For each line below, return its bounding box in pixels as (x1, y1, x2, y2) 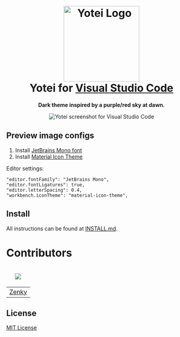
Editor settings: (6, 165, 44, 172)
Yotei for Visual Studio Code (29, 81, 174, 95)
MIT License (6, 324, 37, 332)
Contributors (6, 246, 72, 260)
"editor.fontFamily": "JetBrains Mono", (6, 176, 110, 183)
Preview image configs (6, 131, 95, 141)
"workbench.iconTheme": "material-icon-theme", (6, 192, 129, 198)
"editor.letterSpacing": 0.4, (6, 187, 83, 193)
